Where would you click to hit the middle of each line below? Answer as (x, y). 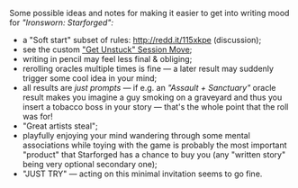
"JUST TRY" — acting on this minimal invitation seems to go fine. (142, 174)
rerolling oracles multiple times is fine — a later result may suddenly (148, 68)
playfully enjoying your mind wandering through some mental (136, 135)
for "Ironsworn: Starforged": (62, 22)
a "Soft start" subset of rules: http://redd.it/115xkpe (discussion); (142, 40)
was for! (37, 116)
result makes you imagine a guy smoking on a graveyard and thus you (152, 97)
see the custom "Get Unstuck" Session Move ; (107, 49)
